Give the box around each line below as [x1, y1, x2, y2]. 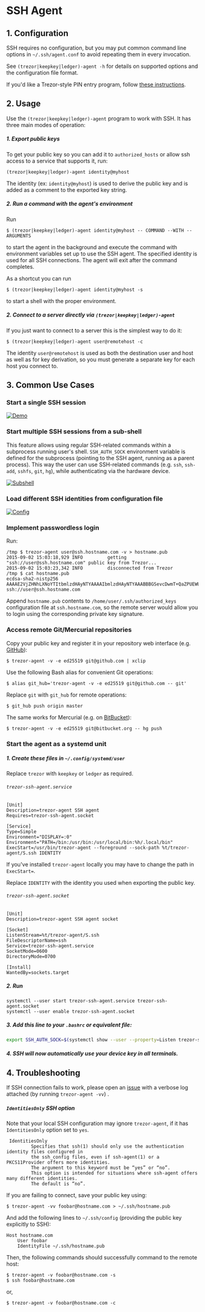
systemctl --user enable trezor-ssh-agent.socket [6, 1008, 135, 1014]
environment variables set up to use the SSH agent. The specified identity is [6, 250, 198, 257]
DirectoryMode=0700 [6, 953, 56, 959]
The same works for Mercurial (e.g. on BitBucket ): [6, 713, 132, 721]
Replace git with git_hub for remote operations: [6, 691, 127, 698]
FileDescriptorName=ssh [6, 937, 67, 944]
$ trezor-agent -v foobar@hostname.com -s [6, 1272, 116, 1278]
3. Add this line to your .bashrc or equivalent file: [6, 1021, 132, 1028]
